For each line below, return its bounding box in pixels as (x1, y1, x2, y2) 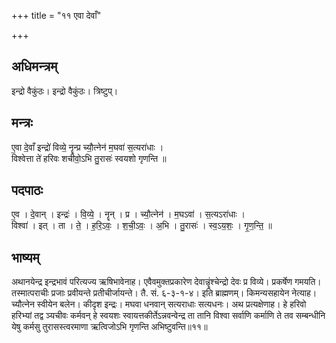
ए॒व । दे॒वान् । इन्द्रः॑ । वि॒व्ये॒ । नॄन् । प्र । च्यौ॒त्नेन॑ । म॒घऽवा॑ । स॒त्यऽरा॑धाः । (11, 208, 246, 220)
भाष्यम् (11, 249, 40, 266)
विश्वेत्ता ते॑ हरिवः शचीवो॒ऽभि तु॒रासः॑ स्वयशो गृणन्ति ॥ (11, 152, 167, 164)
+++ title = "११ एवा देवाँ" (11, 10, 102, 21)
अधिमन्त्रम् (11, 58, 58, 75)
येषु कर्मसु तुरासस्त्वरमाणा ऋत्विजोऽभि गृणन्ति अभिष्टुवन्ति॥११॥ (11, 321, 208, 333)
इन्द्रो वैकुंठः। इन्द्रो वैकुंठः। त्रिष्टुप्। (11, 85, 119, 97)
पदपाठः (11, 182, 44, 199)
